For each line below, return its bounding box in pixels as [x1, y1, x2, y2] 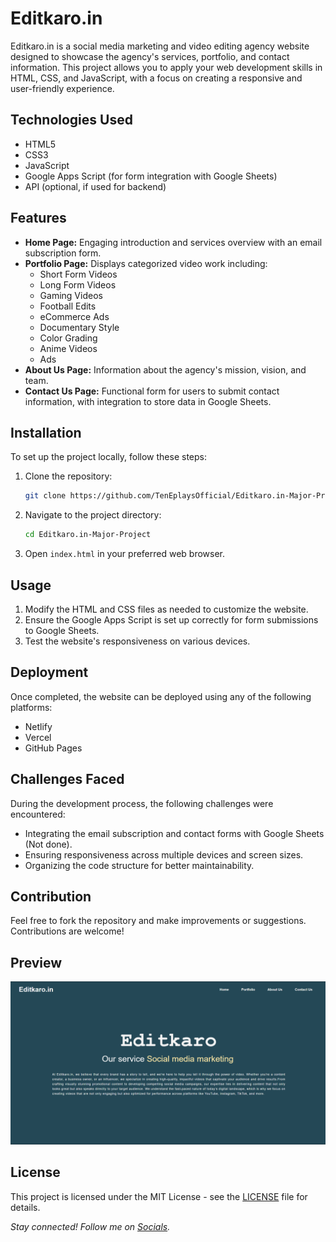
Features [10, 210, 67, 227]
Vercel [24, 731, 52, 743]
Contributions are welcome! [10, 925, 125, 937]
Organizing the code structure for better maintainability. [24, 859, 255, 871]
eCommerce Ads [39, 310, 110, 322]
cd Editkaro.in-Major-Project [24, 530, 152, 540]
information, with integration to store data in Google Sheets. [24, 395, 272, 407]
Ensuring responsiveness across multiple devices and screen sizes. [24, 848, 304, 861]
